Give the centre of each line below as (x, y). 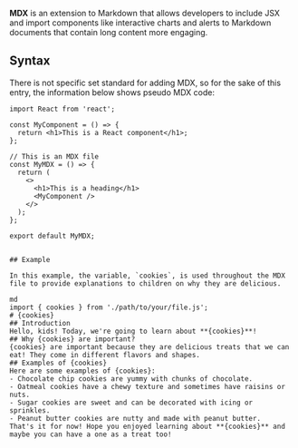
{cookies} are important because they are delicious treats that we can (149, 347)
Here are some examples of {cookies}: (82, 371)
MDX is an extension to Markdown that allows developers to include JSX (145, 13)
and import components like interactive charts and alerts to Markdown (140, 23)
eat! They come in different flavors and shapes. (105, 355)
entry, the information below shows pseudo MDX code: (112, 92)
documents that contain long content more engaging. (109, 32)
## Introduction (40, 323)
